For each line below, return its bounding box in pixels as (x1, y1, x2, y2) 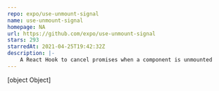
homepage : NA (7, 23, 46, 30)
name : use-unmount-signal (7, 17, 83, 24)
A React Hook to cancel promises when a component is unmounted (20, 56, 213, 63)
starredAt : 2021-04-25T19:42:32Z (7, 43, 106, 50)
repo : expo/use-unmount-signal (7, 10, 99, 18)
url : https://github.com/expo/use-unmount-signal (7, 30, 156, 37)
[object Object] (7, 75, 51, 84)
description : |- (7, 50, 55, 57)
